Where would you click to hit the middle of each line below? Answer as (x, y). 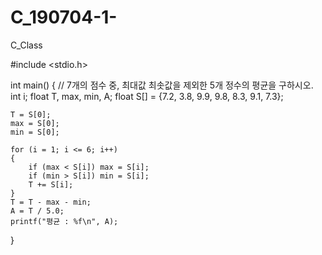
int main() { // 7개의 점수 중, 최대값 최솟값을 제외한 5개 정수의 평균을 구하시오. (162, 85)
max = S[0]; (35, 123)
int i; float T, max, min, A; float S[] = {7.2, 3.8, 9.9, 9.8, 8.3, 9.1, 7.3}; (147, 96)
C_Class (26, 45)
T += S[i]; (51, 184)
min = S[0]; (35, 132)
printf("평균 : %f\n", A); (64, 221)
